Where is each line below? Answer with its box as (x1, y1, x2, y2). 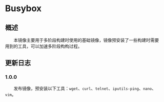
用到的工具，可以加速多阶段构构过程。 (5, 43, 82, 49)
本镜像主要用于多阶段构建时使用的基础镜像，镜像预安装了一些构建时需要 (14, 37, 159, 43)
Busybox (5, 3, 42, 14)
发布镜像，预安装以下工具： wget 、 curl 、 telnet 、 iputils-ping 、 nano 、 (14, 85, 156, 91)
